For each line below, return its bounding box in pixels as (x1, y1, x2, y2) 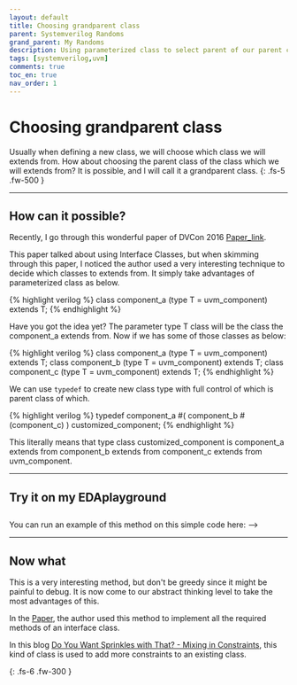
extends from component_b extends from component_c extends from (9, 447, 263, 457)
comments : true (9, 63, 65, 72)
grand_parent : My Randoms (9, 37, 104, 47)
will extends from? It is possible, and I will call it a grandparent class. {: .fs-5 (9, 165, 286, 175)
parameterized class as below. (9, 277, 120, 288)
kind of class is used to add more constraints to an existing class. (9, 649, 247, 659)
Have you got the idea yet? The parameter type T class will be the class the (9, 321, 284, 332)
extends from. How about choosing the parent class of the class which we (9, 156, 280, 167)
